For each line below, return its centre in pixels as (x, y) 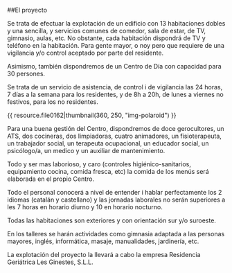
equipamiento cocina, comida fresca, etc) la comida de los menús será (108, 171)
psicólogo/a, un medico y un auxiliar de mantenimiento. (86, 151)
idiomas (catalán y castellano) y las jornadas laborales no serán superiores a (116, 200)
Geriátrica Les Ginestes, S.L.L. (50, 262)
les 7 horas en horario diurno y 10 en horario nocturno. (85, 207)
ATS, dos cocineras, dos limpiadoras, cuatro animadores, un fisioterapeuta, (114, 136)
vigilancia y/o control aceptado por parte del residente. (86, 53)
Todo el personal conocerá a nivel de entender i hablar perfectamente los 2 (115, 192)
